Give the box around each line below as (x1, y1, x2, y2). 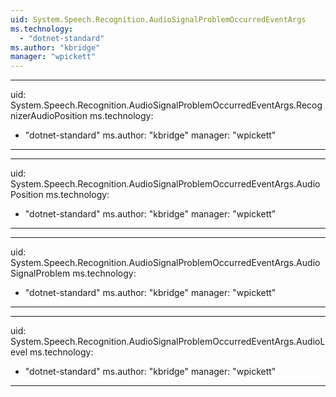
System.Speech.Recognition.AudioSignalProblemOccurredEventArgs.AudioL (10, 336, 326, 348)
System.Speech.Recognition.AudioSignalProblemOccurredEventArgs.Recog (10, 99, 323, 111)
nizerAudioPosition (10, 110, 88, 122)
